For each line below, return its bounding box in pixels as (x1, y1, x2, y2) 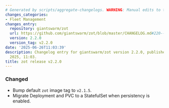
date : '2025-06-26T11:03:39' (5, 45, 66, 50)
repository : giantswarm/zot (10, 26, 69, 31)
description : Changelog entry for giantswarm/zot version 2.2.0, (5, 49, 145, 55)
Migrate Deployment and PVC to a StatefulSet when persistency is (12, 92, 150, 98)
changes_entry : (5, 21, 37, 27)
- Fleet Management (5, 17, 46, 22)
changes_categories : (5, 12, 49, 17)
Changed (5, 76, 29, 83)
